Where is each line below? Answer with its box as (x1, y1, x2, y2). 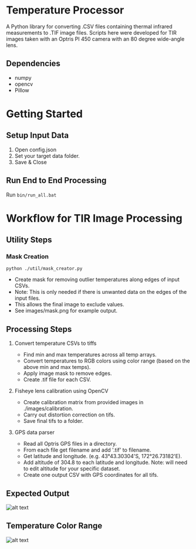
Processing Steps (6, 324, 72, 334)
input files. (14, 294, 40, 302)
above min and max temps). (23, 364, 91, 371)
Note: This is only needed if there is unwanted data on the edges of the (14, 289, 187, 296)
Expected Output (6, 488, 70, 499)
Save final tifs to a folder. (23, 418, 84, 425)
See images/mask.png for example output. (14, 307, 118, 314)
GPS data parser (14, 429, 55, 436)
